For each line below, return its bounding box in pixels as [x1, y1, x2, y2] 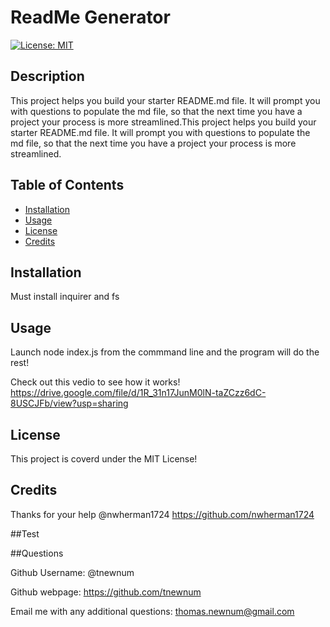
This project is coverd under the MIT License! [10, 453, 198, 465]
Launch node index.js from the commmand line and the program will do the [10, 346, 320, 358]
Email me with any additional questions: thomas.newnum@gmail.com [10, 605, 295, 617]
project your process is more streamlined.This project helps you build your [10, 116, 317, 128]
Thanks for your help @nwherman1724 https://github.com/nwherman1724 [10, 508, 315, 520]
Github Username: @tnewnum [10, 566, 135, 578]
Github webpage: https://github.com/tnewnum [10, 586, 202, 598]
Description [10, 68, 85, 85]
